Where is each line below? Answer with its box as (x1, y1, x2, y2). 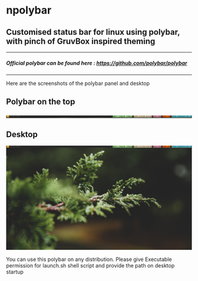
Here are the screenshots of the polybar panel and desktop (6, 80, 150, 87)
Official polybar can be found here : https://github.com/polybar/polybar (6, 59, 187, 67)
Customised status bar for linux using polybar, (6, 27, 180, 37)
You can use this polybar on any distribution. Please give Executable (6, 256, 172, 263)
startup (6, 269, 24, 276)
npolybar (6, 4, 52, 17)
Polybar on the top (6, 97, 75, 107)
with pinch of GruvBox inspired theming (6, 36, 156, 46)
